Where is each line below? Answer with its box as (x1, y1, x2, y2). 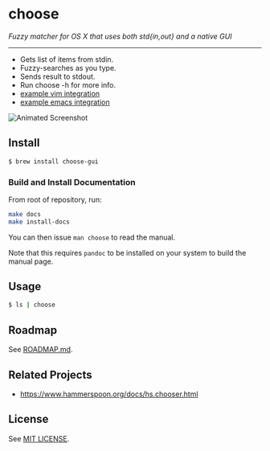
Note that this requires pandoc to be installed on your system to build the (8, 248, 247, 257)
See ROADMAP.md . (8, 345, 73, 355)
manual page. (8, 256, 54, 266)
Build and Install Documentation (8, 176, 136, 187)
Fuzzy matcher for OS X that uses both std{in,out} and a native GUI (8, 31, 232, 41)
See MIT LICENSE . (8, 433, 70, 443)
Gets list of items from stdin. (19, 54, 114, 64)
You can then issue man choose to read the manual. (8, 232, 175, 242)
